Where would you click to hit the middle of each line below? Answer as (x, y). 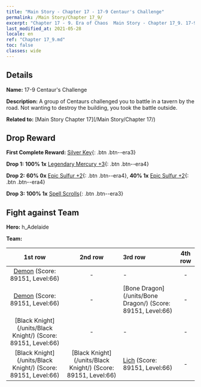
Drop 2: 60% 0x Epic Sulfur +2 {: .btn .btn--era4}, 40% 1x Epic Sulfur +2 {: (98, 176)
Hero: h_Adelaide (28, 227)
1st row (35, 257)
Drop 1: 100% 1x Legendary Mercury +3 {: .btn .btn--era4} (78, 164)
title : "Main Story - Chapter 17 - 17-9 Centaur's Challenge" (85, 12)
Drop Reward (31, 138)
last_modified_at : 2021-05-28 (44, 28)
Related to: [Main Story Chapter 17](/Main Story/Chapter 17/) (81, 119)
